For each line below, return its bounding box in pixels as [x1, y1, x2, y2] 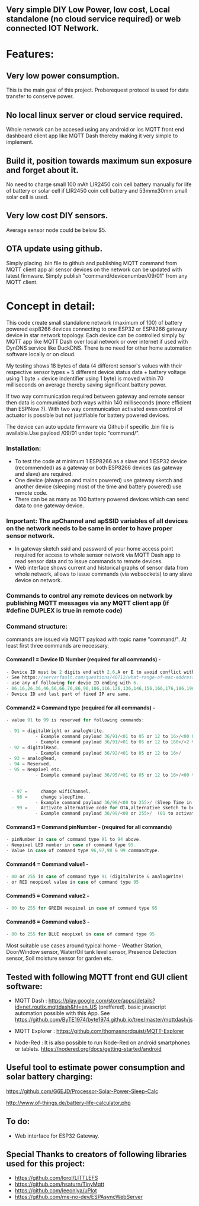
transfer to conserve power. [6, 93, 74, 100]
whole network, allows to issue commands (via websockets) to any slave [14, 570, 192, 577]
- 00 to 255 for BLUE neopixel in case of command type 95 [6, 931, 155, 937]
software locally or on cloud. [6, 350, 76, 357]
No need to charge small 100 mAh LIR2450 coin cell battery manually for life [6, 181, 192, 188]
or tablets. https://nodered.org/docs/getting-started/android [14, 1045, 162, 1052]
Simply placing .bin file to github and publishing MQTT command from [6, 259, 178, 266]
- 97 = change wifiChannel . [11, 788, 92, 794]
